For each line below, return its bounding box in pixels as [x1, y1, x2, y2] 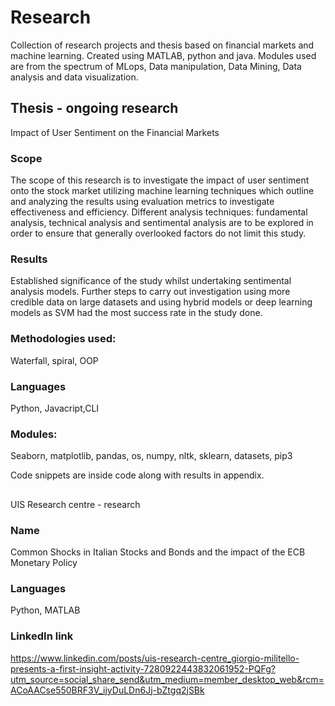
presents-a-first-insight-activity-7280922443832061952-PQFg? [10, 662, 276, 675]
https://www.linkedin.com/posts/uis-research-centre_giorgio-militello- [10, 652, 300, 664]
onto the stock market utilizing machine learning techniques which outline [10, 185, 315, 197]
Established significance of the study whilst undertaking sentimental [10, 275, 292, 287]
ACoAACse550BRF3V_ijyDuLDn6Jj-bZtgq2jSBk [10, 684, 205, 696]
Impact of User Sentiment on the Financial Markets [10, 126, 220, 138]
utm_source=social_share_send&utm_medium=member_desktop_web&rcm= [10, 673, 325, 685]
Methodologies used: [10, 332, 117, 346]
